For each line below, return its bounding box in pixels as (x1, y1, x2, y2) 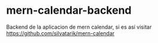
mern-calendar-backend (6, 4, 132, 17)
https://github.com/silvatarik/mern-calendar (6, 29, 115, 36)
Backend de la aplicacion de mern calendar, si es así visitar (6, 23, 152, 30)
